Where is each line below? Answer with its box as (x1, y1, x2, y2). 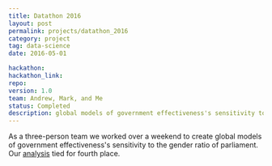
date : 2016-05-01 (8, 49, 67, 57)
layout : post (8, 19, 53, 28)
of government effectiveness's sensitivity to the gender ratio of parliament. (8, 140, 259, 150)
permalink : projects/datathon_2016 (8, 27, 129, 35)
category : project (8, 34, 70, 43)
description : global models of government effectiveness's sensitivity (8, 109, 255, 117)
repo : (8, 79, 27, 87)
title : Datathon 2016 (8, 11, 82, 20)
